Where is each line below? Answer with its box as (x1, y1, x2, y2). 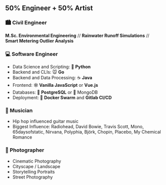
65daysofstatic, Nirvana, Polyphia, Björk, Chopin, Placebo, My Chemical (12, 129, 161, 135)
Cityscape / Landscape (12, 163, 60, 169)
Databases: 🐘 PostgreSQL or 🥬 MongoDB (12, 89, 98, 95)
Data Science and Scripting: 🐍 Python (12, 63, 91, 69)
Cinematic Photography (12, 158, 61, 164)
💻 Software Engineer (5, 50, 58, 57)
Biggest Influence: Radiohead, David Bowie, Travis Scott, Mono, (12, 124, 144, 130)
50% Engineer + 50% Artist (5, 4, 93, 12)
